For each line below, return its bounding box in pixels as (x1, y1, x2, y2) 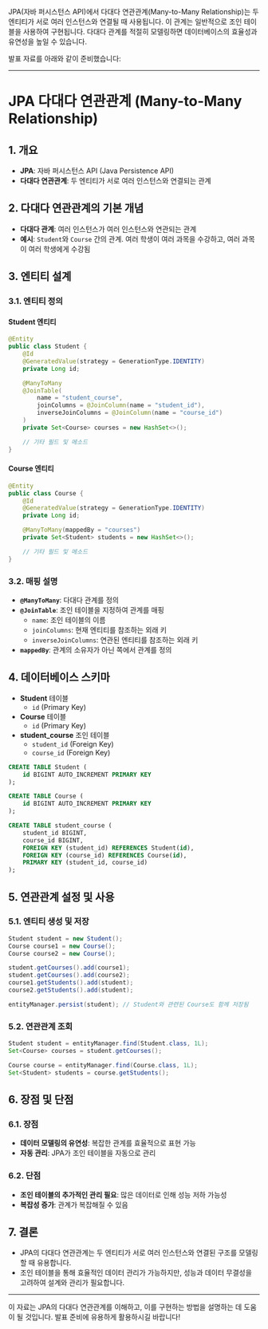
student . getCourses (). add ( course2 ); (8, 972, 130, 980)
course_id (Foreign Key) (31, 747, 111, 757)
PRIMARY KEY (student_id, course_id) (22, 858, 148, 867)
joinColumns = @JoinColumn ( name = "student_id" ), (37, 401, 205, 409)
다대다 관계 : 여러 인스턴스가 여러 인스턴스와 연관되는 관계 (19, 224, 197, 234)
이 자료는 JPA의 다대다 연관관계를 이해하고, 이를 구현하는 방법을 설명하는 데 (8, 1303, 242, 1312)
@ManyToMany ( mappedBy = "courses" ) (22, 526, 141, 534)
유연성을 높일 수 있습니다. (8, 37, 88, 46)
